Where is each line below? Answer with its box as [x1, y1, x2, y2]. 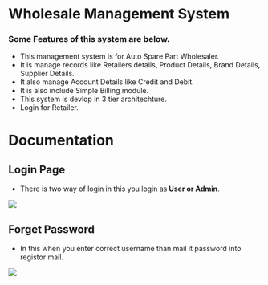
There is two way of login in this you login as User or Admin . [19, 184, 221, 193]
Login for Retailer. [19, 103, 79, 112]
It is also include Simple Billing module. [19, 86, 149, 96]
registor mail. [19, 252, 64, 262]
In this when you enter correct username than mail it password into [19, 244, 242, 254]
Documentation [8, 131, 115, 149]
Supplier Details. [19, 69, 75, 79]
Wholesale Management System [8, 5, 230, 23]
